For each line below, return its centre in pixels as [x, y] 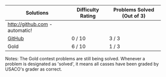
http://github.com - [30, 24]
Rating [88, 16]
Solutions [37, 13]
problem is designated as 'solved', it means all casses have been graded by [82, 64]
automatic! [20, 30]
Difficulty [88, 10]
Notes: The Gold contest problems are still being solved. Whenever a [75, 58]
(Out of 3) [134, 16]
